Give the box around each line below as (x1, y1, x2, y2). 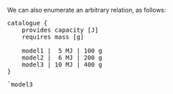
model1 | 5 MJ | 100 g (21, 47, 102, 55)
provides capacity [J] (21, 26, 99, 34)
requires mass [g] (21, 33, 84, 41)
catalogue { (7, 19, 48, 27)
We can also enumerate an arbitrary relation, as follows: (7, 6, 166, 14)
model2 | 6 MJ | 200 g (21, 54, 102, 62)
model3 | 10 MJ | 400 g (21, 61, 102, 68)
